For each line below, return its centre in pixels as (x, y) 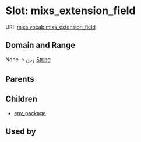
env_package (30, 113)
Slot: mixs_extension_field (70, 11)
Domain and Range (40, 45)
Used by (21, 132)
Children (21, 99)
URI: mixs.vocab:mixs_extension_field (50, 27)
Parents (20, 79)
